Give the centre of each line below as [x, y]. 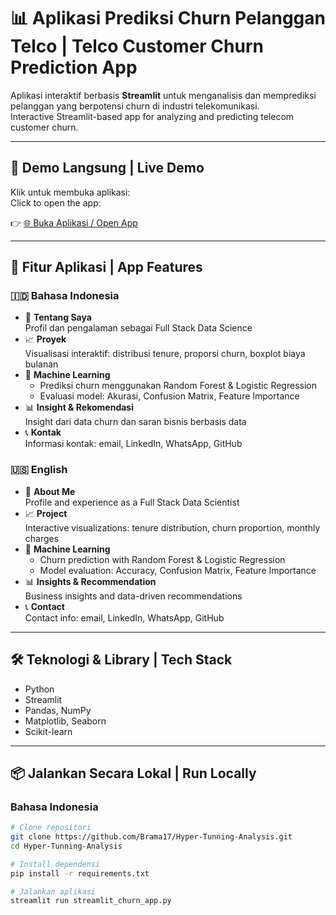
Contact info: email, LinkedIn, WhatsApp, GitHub [124, 617]
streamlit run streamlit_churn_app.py [91, 901]
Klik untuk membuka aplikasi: [70, 192]
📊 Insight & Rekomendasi [79, 407]
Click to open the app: [56, 202]
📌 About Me [50, 491]
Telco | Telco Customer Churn [137, 46]
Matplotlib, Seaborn [65, 721]
